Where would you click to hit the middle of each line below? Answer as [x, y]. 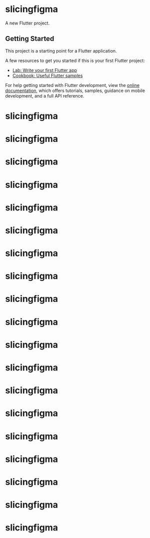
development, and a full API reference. [45, 95]
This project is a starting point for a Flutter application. [61, 50]
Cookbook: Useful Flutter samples [47, 75]
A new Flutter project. [27, 23]
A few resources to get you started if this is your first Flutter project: [75, 60]
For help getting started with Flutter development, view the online [72, 85]
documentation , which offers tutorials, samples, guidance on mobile [75, 90]
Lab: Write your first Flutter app [45, 70]
